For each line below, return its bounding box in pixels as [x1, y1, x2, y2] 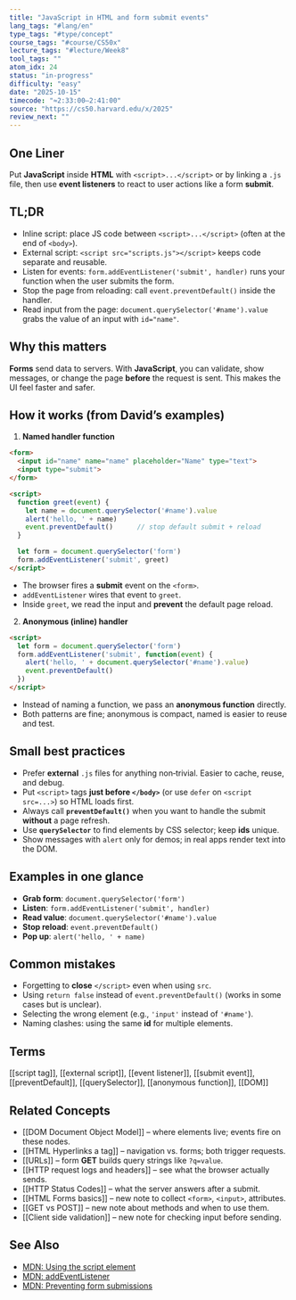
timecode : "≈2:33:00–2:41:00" [9, 95, 122, 105]
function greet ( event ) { [17, 498, 110, 506]
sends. [21, 1173, 47, 1184]
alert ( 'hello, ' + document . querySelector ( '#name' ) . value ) [25, 658, 250, 667]
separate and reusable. [21, 256, 108, 267]
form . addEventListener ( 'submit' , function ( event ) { [17, 650, 214, 659]
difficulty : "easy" [9, 79, 82, 88]
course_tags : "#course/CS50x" [9, 37, 122, 47]
